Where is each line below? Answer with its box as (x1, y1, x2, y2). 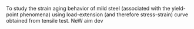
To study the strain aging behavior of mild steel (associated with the (6, 5, 170, 12)
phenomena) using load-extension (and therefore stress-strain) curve (19, 11, 189, 18)
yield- (171, 5, 186, 12)
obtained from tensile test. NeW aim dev (6, 17, 103, 24)
